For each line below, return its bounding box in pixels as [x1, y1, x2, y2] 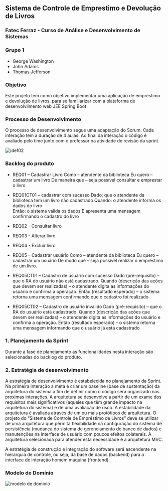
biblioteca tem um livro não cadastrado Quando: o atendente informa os [12, 197, 161, 203]
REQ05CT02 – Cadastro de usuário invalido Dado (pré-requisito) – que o [12, 303, 162, 309]
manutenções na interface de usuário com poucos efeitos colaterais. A [5, 431, 151, 437]
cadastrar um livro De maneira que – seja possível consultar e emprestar [12, 177, 162, 183]
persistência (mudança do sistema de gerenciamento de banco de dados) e [5, 426, 162, 432]
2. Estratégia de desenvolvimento [5, 366, 89, 373]
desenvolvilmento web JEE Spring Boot [5, 103, 87, 109]
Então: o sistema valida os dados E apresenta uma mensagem [12, 208, 141, 214]
